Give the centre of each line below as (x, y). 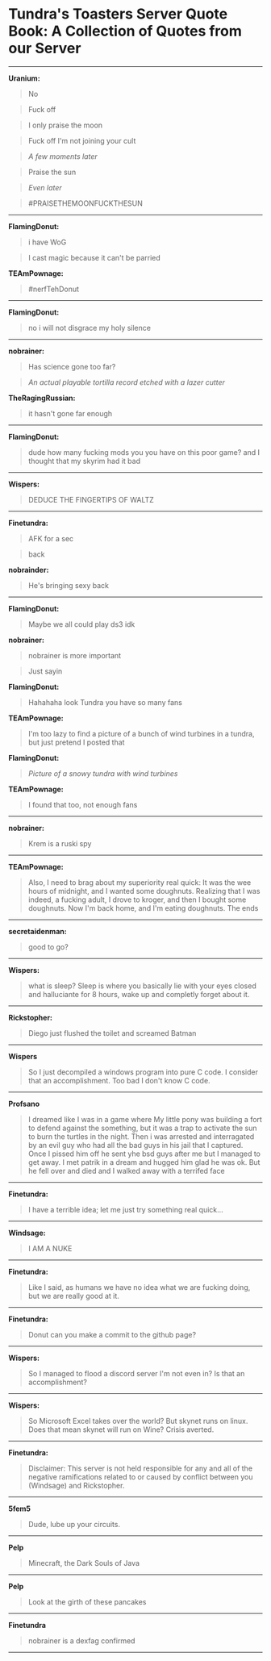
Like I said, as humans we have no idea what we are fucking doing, (139, 1287)
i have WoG (47, 242)
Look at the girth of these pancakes (87, 1601)
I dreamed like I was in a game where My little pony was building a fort (145, 1119)
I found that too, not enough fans (83, 804)
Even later (45, 187)
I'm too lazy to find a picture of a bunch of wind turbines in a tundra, (141, 733)
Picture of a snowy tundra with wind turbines (103, 773)
